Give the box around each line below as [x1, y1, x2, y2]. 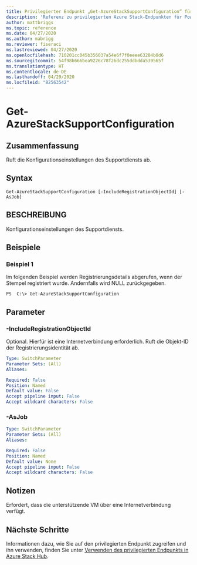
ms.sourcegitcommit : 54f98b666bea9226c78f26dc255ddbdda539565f [6, 58, 164, 63]
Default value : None [6, 459, 57, 465]
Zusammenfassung [6, 140, 79, 150]
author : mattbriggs [6, 19, 54, 25]
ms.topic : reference [6, 25, 57, 31]
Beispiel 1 [6, 260, 34, 268]
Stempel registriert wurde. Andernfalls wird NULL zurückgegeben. [6, 280, 166, 287]
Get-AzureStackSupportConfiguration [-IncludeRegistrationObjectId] [6, 189, 177, 194]
